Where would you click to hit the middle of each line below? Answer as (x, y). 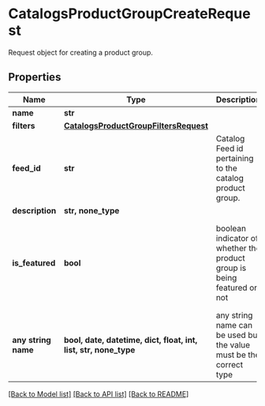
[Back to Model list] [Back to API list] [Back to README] (99, 394)
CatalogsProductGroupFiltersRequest (136, 126)
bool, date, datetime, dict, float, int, (131, 340)
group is (231, 268)
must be (231, 355)
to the (227, 168)
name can (234, 325)
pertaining (235, 158)
